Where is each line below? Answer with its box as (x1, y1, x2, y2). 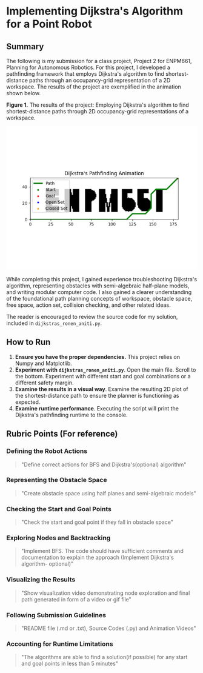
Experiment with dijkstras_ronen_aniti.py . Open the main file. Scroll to (15, 366, 196, 373)
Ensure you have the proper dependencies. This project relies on (15, 353, 181, 360)
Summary (6, 41, 44, 52)
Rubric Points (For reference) (6, 429, 118, 439)
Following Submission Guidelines (6, 611, 106, 619)
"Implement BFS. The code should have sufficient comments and (21, 547, 184, 555)
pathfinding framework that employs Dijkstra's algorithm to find (6, 70, 165, 77)
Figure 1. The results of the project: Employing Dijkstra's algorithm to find (6, 101, 189, 109)
